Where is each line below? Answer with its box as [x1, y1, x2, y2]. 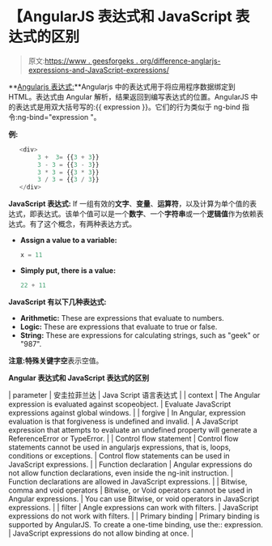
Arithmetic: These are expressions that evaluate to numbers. [19, 313, 224, 322]
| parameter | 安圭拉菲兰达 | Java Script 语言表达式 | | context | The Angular [8, 390, 261, 399]
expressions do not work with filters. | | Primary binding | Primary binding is [8, 511, 261, 521]
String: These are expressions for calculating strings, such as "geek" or [19, 330, 261, 340]
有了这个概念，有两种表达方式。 [29, 220, 136, 229]
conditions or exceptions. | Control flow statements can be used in [8, 450, 230, 460]
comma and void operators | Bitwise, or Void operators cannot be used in [8, 485, 253, 495]
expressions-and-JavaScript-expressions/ [28, 65, 170, 75]
